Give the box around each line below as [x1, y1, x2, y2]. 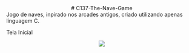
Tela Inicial [6, 29, 33, 36]
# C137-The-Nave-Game [71, 5, 133, 11]
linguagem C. [6, 17, 39, 24]
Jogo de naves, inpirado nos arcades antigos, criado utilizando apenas [6, 11, 183, 18]
